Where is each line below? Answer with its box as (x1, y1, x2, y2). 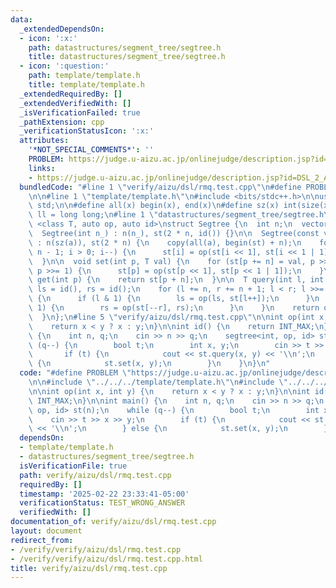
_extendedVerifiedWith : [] (19, 98, 132, 108)
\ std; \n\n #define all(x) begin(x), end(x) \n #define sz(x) (28, 201, 280, 211)
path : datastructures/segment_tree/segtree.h (28, 42, 222, 53)
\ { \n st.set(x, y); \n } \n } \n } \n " (28, 359, 271, 369)
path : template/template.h (28, 71, 141, 81)
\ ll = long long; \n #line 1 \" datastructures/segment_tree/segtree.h (28, 210, 325, 220)
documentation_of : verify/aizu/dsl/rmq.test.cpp (10, 517, 217, 527)
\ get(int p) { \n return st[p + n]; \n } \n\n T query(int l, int (28, 275, 325, 285)
